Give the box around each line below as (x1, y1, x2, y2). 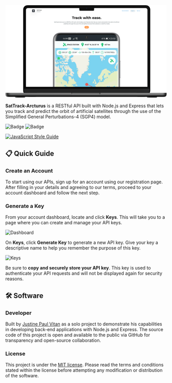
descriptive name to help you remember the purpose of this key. (5, 245, 141, 251)
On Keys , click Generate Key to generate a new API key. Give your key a (5, 239, 159, 246)
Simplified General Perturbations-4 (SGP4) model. (5, 113, 111, 120)
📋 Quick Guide (5, 149, 54, 158)
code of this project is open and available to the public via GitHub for (5, 332, 150, 338)
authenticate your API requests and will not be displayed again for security (5, 270, 163, 277)
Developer (5, 309, 32, 316)
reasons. (5, 276, 24, 282)
